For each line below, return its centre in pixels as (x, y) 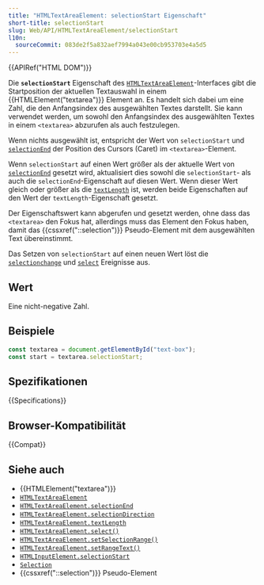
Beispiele (32, 331)
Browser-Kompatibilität (67, 425)
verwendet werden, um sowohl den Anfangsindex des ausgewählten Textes (132, 117)
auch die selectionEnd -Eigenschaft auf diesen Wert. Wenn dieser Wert (123, 181)
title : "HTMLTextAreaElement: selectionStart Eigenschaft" (107, 15)
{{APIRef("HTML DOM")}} (50, 67)
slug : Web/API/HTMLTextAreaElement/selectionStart (93, 30)
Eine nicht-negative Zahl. (49, 306)
